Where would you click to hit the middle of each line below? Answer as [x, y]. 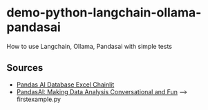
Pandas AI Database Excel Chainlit [65, 85]
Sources [25, 68]
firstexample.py [39, 99]
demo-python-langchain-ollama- [104, 13]
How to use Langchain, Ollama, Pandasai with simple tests [89, 46]
